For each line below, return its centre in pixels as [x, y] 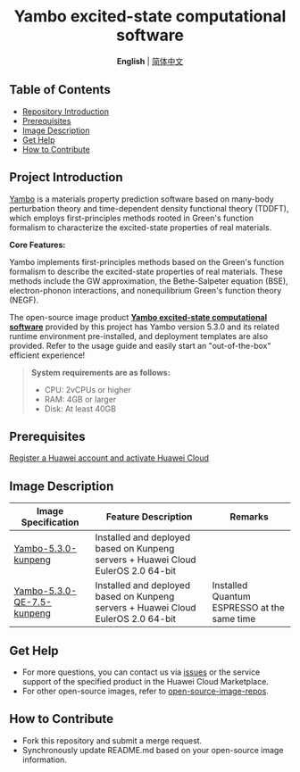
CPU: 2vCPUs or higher [88, 389]
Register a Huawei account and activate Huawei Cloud [109, 458]
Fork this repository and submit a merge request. [112, 740]
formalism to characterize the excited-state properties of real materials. [141, 227]
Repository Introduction [66, 111]
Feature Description [149, 517]
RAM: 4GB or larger [80, 399]
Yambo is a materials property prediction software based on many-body [142, 199]
